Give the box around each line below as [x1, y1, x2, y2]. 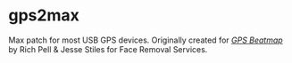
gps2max [8, 5, 79, 26]
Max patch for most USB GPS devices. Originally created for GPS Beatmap [8, 35, 283, 45]
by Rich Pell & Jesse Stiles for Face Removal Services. [8, 43, 208, 54]
